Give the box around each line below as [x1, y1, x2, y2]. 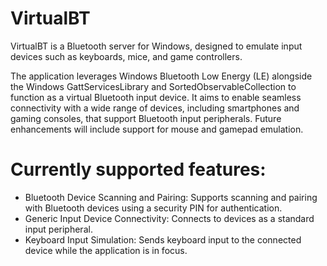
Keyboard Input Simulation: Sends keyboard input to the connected [24, 233, 302, 246]
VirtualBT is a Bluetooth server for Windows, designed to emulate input [10, 40, 303, 52]
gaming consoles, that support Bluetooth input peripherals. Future [10, 112, 282, 124]
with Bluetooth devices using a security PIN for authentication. [24, 202, 283, 214]
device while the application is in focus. [24, 244, 188, 256]
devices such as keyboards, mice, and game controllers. [10, 50, 243, 62]
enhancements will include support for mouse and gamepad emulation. [10, 123, 304, 135]
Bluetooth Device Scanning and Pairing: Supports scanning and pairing [24, 191, 318, 203]
